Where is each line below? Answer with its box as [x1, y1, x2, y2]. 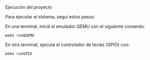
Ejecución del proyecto [5, 4, 52, 10]
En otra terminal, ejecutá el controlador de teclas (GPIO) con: [5, 42, 130, 48]
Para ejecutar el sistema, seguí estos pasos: [5, 14, 95, 19]
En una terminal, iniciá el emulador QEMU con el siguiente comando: [5, 23, 146, 29]
